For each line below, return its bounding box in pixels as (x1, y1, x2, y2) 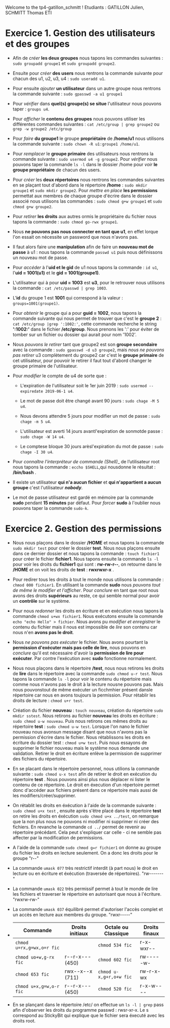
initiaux (69, 930, 89, 937)
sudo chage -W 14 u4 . (20, 433, 65, 439)
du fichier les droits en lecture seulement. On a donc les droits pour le (12, 850, 158, 856)
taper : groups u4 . (12, 106, 50, 112)
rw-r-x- (140, 968, 161, 975)
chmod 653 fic (15, 971, 50, 977)
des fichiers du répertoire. (12, 755, 67, 762)
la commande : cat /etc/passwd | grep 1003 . (12, 285, 108, 291)
